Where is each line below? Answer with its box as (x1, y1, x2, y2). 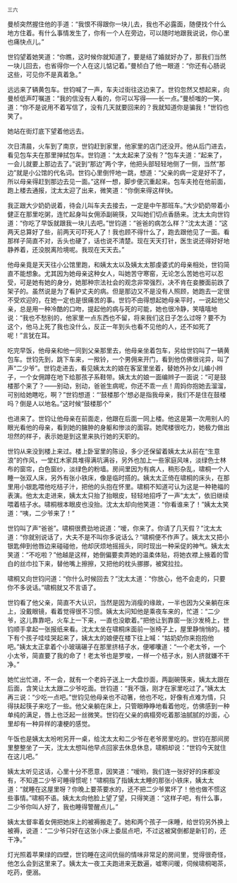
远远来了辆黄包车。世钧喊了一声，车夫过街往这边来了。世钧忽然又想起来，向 (7, 86, 230, 93)
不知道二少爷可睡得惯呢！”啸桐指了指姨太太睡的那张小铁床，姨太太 (19, 776, 214, 784)
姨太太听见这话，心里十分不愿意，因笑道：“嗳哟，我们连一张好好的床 (7, 767, 208, 775)
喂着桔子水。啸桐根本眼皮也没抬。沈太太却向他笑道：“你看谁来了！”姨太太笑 (7, 500, 229, 508)
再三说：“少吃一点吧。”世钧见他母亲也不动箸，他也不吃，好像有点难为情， (7, 693, 220, 701)
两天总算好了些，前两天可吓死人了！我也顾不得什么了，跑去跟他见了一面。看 (7, 228, 230, 236)
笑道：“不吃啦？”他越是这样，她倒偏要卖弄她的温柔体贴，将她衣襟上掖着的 (7, 550, 224, 559)
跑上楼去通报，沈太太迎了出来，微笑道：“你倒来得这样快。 (7, 186, 178, 195)
